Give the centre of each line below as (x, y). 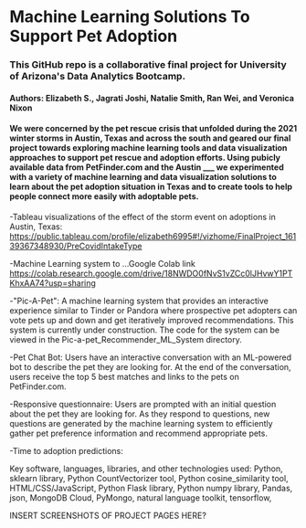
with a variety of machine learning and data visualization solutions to (143, 177)
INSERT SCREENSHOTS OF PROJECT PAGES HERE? (108, 515)
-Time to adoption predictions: (66, 450)
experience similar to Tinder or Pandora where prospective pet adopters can (153, 310)
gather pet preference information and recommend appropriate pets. (138, 433)
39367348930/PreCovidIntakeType (76, 246)
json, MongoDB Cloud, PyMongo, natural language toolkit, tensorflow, (141, 497)
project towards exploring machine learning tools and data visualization (148, 148)
